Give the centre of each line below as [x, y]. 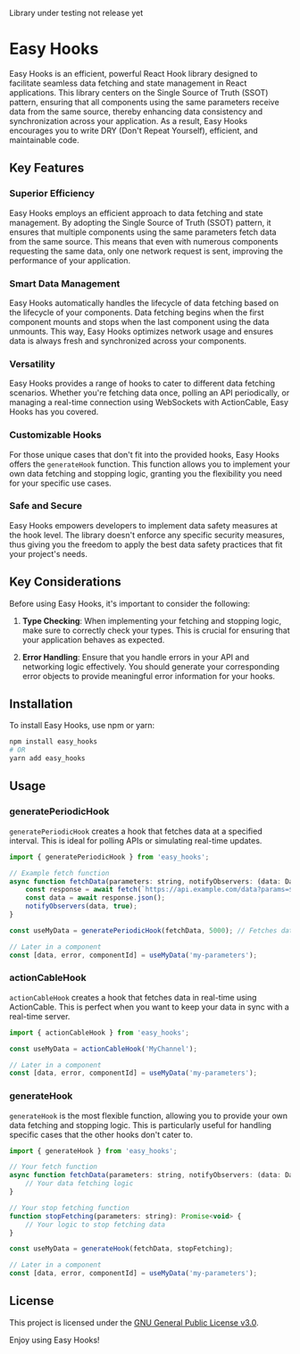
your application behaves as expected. [93, 640]
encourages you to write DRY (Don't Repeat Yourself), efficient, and [134, 130]
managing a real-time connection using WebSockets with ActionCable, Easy [149, 403]
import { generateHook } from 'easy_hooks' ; [93, 1150]
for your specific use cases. [60, 483]
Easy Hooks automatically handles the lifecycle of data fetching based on [144, 303]
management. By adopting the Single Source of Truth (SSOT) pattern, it [140, 222]
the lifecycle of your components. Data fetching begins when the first [137, 312]
